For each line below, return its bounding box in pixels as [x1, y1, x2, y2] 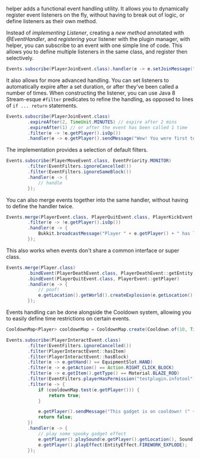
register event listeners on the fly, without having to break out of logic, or [6, 11, 185, 18]
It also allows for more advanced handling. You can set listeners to [6, 77, 169, 84]
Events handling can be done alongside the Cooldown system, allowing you [6, 309, 192, 316]
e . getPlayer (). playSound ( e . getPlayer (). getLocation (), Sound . [37, 436, 196, 442]
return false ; [37, 414, 73, 420]
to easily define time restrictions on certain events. [6, 315, 131, 322]
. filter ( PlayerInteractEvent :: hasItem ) [27, 348, 127, 354]
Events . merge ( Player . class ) [6, 265, 76, 271]
